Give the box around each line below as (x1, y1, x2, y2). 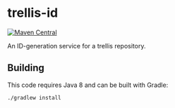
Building (7, 62, 44, 74)
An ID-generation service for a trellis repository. (7, 41, 146, 50)
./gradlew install (7, 94, 61, 101)
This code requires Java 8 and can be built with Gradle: (7, 81, 169, 89)
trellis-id (7, 5, 59, 21)
